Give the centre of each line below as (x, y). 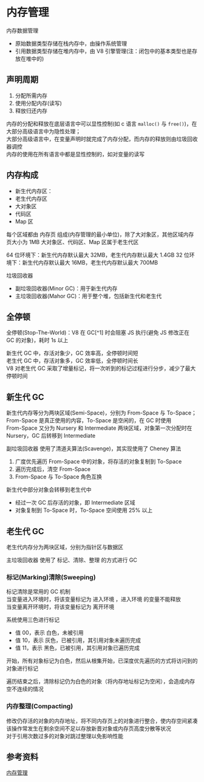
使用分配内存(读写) (39, 103)
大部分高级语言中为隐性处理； (43, 131)
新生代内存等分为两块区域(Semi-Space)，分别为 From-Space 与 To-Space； (102, 413)
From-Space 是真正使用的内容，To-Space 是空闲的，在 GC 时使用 (89, 421)
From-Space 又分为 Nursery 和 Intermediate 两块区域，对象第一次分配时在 (99, 428)
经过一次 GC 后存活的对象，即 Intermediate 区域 (75, 503)
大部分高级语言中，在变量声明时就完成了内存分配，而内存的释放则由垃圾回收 (102, 139)
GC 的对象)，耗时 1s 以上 (37, 340)
